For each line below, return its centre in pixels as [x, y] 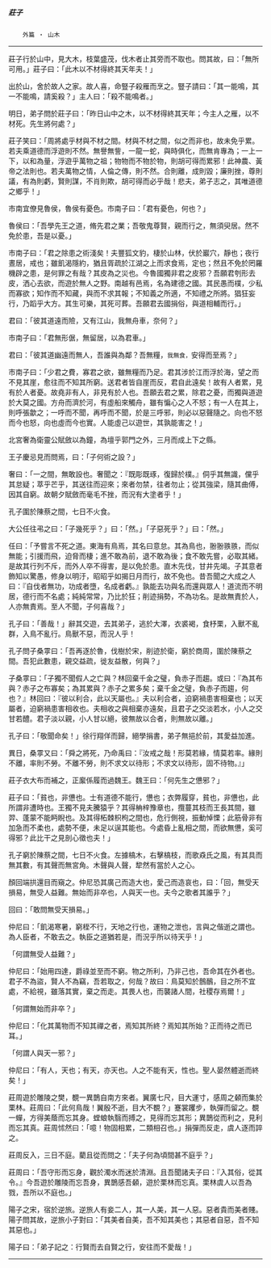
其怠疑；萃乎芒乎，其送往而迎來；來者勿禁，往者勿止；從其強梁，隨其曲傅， [135, 484]
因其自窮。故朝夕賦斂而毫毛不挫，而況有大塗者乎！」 [97, 494]
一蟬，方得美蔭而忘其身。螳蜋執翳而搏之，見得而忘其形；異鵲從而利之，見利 [135, 1117]
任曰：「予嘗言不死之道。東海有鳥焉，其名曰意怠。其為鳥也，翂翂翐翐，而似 [134, 546]
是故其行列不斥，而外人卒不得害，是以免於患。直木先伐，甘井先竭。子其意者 [135, 566]
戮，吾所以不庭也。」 [42, 1192]
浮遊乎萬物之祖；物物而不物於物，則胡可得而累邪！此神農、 [156, 161]
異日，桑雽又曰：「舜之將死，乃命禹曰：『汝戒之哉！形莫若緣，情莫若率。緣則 [135, 752]
